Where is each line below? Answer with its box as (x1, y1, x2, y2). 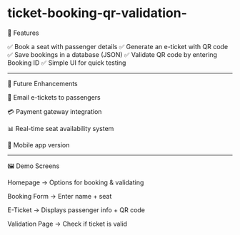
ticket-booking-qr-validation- (7, 5, 188, 21)
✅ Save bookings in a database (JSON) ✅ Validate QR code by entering (7, 50, 218, 58)
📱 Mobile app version (7, 140, 70, 149)
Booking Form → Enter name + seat (7, 192, 112, 200)
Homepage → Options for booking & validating (7, 178, 144, 187)
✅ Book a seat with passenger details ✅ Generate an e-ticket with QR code (7, 42, 229, 51)
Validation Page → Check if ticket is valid (7, 219, 127, 228)
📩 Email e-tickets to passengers (7, 93, 101, 101)
